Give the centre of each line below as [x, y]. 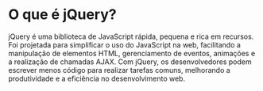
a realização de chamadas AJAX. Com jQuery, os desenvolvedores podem [130, 62]
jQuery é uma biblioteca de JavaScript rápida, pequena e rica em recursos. [131, 36]
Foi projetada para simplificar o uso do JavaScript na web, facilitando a [124, 44]
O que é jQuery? [62, 15]
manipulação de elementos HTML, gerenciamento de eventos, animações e [132, 53]
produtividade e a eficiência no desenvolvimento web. [97, 78]
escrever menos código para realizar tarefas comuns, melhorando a [119, 70]
